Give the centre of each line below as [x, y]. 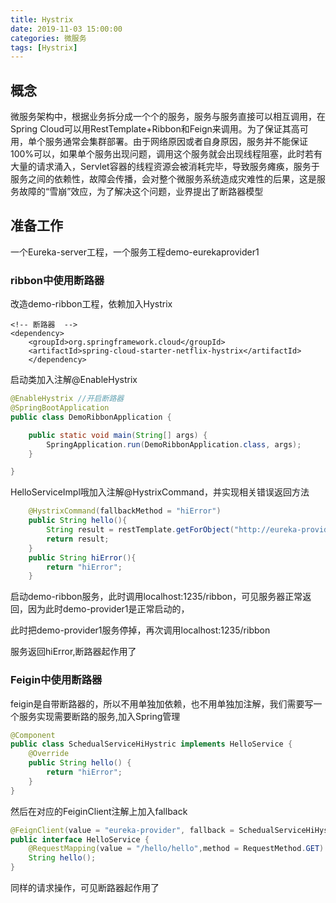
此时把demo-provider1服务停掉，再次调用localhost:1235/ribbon [140, 630]
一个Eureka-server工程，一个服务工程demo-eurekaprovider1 [135, 252]
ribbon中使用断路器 [57, 280]
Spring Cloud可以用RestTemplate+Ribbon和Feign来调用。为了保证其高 [155, 129]
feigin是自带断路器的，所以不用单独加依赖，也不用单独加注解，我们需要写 [162, 703]
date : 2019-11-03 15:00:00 [66, 29]
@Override [49, 754]
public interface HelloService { [80, 839]
